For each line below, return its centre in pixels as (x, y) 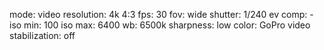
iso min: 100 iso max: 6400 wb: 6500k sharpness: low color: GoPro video (160, 25)
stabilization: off (42, 35)
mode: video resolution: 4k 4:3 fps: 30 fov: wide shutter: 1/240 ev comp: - (161, 14)
